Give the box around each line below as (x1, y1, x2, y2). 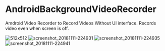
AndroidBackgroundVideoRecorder (5, 3, 156, 15)
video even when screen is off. (5, 25, 69, 31)
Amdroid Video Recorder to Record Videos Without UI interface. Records (5, 20, 156, 26)
